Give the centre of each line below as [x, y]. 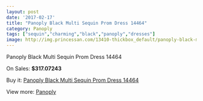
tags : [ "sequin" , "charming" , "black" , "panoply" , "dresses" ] [81, 34]
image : [14, 40]
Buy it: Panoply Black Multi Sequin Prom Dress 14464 [72, 80]
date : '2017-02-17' [31, 17]
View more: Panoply [31, 92]
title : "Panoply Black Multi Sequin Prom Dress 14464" [77, 23]
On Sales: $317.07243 [34, 69]
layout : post [23, 12]
